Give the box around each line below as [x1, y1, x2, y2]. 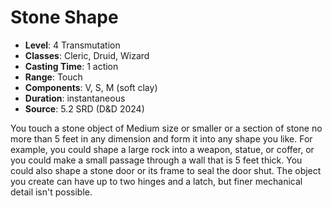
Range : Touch [24, 71, 83, 83]
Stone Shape [10, 6, 119, 29]
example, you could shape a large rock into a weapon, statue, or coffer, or [10, 143, 315, 155]
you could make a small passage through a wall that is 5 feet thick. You [10, 154, 303, 166]
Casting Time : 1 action [24, 60, 119, 72]
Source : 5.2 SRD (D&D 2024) [24, 102, 145, 115]
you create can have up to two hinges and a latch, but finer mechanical [10, 175, 303, 187]
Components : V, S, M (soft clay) [24, 81, 158, 93]
